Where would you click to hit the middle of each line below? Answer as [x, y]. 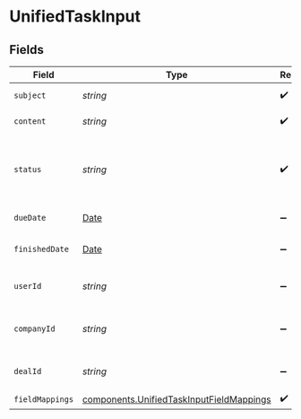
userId [28, 286]
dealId [28, 371]
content [30, 122]
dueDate [30, 218]
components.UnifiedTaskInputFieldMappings [176, 399]
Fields [27, 50]
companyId [34, 329]
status [28, 169]
